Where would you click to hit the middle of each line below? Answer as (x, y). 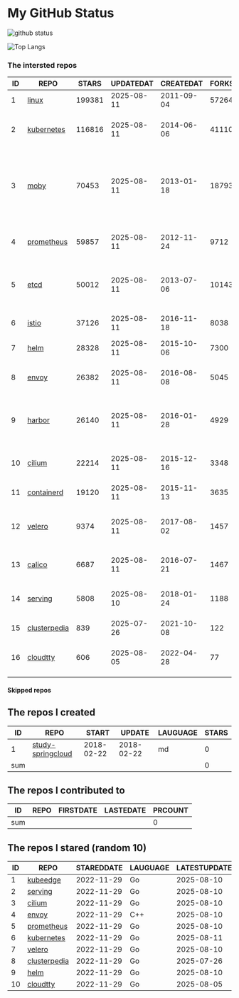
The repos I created (52, 712)
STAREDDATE (99, 868)
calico (37, 565)
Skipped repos (30, 690)
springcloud (52, 753)
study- (44, 745)
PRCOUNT (171, 810)
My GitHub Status (61, 13)
